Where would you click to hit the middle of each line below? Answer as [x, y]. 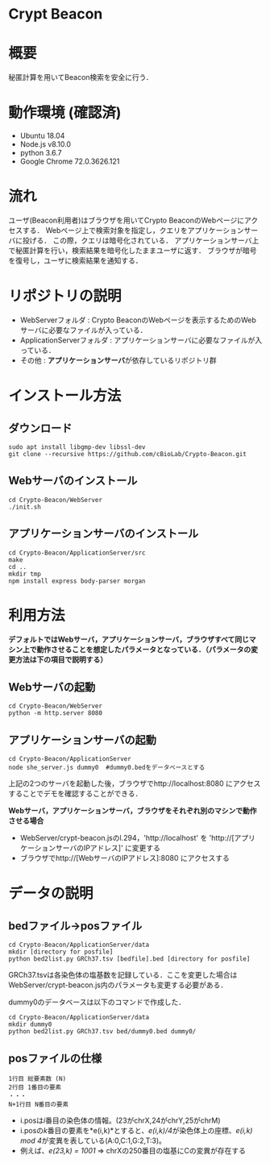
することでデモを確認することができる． [75, 794]
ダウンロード [40, 428]
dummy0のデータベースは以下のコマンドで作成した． [97, 1002]
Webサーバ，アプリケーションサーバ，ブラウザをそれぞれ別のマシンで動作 [133, 811]
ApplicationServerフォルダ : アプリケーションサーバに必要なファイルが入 [141, 340]
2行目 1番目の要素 [35, 1087]
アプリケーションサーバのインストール [104, 534]
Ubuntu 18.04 [42, 136]
